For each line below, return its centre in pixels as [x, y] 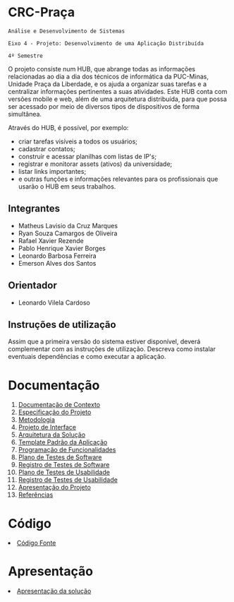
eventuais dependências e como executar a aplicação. [87, 357]
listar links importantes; [52, 171]
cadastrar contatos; [47, 148]
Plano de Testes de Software [60, 457]
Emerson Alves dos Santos [57, 263]
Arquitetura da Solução [52, 435]
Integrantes [34, 209]
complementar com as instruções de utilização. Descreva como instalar [112, 349]
